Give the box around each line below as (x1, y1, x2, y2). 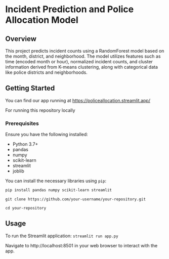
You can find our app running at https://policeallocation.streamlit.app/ (5, 97, 151, 103)
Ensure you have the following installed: (5, 132, 89, 138)
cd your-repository (5, 205, 47, 210)
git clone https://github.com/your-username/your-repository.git (5, 196, 146, 202)
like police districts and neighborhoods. (5, 69, 88, 75)
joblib (12, 168, 24, 174)
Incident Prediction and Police (5, 4, 134, 15)
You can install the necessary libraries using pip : (5, 178, 107, 184)
